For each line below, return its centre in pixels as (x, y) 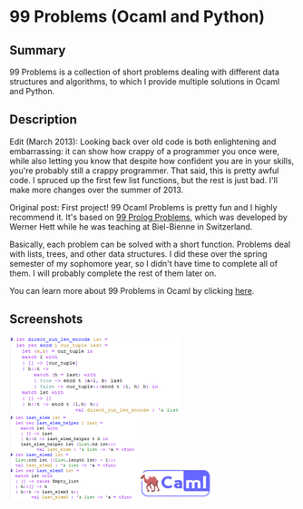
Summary (38, 50)
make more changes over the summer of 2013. (97, 190)
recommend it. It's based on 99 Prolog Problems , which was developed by (148, 217)
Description (43, 120)
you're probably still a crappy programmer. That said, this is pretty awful (144, 171)
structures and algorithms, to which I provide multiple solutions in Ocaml (145, 82)
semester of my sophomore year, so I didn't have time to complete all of (144, 263)
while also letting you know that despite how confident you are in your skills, (152, 161)
